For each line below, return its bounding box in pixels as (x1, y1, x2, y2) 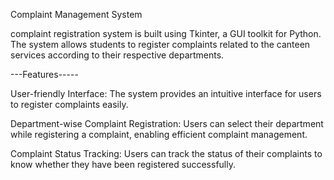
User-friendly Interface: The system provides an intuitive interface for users (10, 88, 322, 99)
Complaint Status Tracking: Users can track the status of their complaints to (10, 148, 323, 159)
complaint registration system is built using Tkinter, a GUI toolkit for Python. (10, 28, 322, 39)
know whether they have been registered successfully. (10, 159, 236, 170)
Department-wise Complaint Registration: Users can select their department (10, 118, 324, 129)
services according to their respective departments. (10, 49, 225, 61)
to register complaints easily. (10, 99, 129, 110)
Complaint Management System (10, 9, 143, 20)
